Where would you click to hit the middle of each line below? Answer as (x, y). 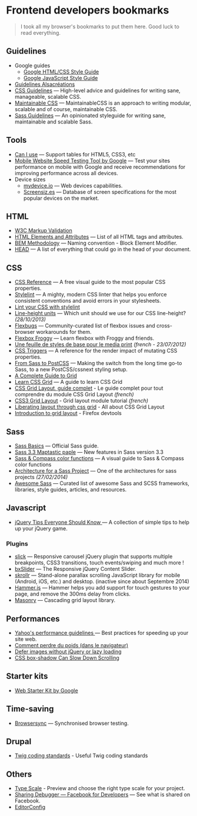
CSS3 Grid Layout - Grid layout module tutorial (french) (81, 401)
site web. (26, 639)
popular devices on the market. (61, 198)
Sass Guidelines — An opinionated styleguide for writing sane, (90, 115)
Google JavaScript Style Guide (61, 78)
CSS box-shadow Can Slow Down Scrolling (67, 658)
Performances (33, 619)
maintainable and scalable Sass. (54, 122)
